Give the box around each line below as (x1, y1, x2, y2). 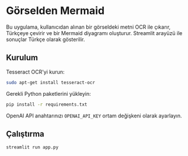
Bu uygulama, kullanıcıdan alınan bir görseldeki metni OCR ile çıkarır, (6, 23, 171, 30)
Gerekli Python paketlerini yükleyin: (6, 90, 91, 97)
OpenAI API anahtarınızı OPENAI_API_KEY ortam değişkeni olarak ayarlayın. (6, 112, 182, 119)
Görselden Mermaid (6, 4, 105, 18)
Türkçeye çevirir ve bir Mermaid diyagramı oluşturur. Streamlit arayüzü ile (6, 29, 183, 36)
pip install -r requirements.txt (6, 101, 88, 108)
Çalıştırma (6, 129, 45, 138)
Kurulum (6, 53, 39, 63)
